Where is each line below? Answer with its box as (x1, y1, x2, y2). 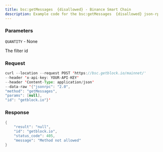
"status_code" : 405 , (14, 134, 55, 138)
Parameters (5, 28, 33, 34)
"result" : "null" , (14, 124, 51, 129)
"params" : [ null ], (5, 93, 42, 98)
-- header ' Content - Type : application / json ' (5, 80, 95, 84)
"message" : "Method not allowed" (14, 138, 81, 143)
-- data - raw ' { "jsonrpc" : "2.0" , (5, 84, 70, 89)
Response (5, 109, 29, 116)
